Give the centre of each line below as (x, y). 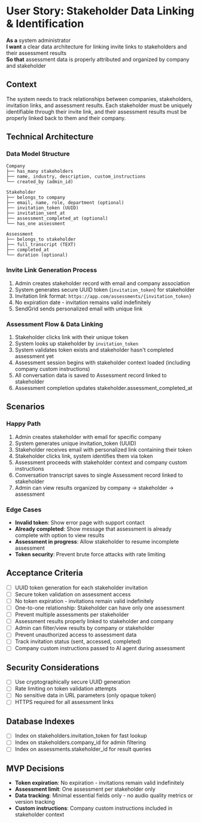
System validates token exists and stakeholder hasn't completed (94, 350)
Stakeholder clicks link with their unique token (71, 337)
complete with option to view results (60, 535)
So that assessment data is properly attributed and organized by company (98, 59)
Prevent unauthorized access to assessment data (76, 635)
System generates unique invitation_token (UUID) (75, 443)
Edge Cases (24, 510)
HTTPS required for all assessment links (64, 702)
